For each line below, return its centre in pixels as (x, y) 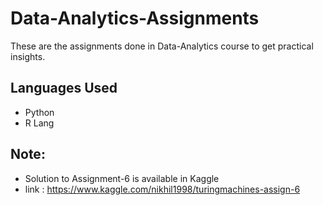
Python (39, 112)
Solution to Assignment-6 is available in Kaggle (122, 178)
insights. (28, 56)
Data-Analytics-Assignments (135, 18)
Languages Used (64, 88)
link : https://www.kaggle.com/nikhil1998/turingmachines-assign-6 (162, 189)
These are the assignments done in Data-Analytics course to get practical (162, 46)
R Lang (39, 123)
